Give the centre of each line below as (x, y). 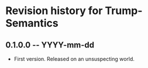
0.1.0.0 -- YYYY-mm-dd (50, 45)
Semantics (32, 23)
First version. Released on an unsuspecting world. (74, 59)
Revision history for (54, 11)
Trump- (124, 11)
